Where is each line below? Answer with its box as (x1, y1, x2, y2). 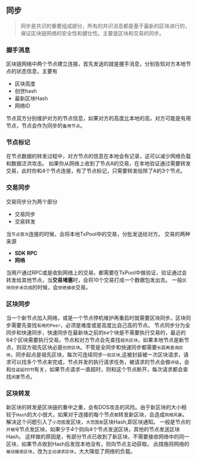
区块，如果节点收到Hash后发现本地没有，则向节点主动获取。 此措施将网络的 (6, 441, 189, 448)
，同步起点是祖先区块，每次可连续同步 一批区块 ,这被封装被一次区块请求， (10, 351, 184, 358)
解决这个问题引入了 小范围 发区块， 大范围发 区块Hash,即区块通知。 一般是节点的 (6, 418, 191, 425)
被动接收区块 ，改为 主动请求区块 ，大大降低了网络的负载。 (6, 448, 136, 455)
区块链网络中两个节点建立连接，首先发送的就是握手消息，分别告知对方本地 (6, 61, 186, 68)
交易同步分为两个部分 (6, 198, 57, 205)
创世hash (14, 88, 37, 95)
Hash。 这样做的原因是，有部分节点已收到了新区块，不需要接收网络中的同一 (6, 433, 189, 440)
